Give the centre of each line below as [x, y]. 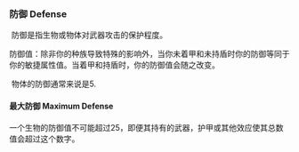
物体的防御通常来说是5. [53, 84]
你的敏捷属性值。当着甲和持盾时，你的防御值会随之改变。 [114, 65]
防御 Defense [38, 13]
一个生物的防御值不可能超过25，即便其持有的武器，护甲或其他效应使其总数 [146, 127]
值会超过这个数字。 [44, 139]
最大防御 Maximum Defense [61, 106]
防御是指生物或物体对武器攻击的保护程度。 [89, 35]
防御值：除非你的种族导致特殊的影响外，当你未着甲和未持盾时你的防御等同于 [149, 54]
